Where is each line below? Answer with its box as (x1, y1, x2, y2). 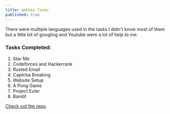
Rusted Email (12, 66, 40, 72)
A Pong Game (12, 82, 42, 89)
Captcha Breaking (12, 71, 51, 78)
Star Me (12, 55, 30, 61)
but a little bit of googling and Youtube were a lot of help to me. (5, 31, 138, 37)
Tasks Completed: (5, 44, 52, 51)
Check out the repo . (5, 103, 47, 109)
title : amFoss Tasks (5, 7, 50, 13)
